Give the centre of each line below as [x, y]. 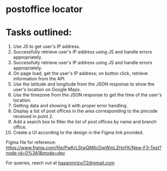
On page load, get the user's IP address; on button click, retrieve [80, 73]
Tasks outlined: [39, 33]
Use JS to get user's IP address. [47, 47]
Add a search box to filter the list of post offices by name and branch [85, 122]
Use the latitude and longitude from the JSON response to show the [84, 84]
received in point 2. [33, 116]
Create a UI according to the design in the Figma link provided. [78, 133]
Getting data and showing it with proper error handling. [70, 106]
